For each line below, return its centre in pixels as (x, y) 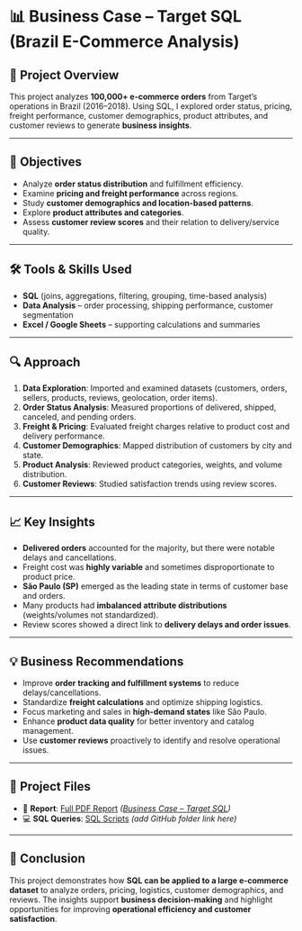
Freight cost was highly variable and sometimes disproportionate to (148, 567)
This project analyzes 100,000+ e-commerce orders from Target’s (133, 96)
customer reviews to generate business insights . (101, 125)
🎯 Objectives (46, 162)
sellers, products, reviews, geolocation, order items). (120, 398)
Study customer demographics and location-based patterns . (138, 203)
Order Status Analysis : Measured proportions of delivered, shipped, (149, 407)
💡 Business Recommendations (97, 661)
